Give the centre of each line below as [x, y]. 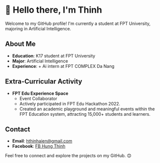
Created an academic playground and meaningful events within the [87, 109]
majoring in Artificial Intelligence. [38, 28]
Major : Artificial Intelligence [40, 61]
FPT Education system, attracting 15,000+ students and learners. [85, 114]
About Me [20, 44]
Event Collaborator [38, 98]
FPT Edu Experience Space [40, 93]
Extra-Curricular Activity [44, 82]
